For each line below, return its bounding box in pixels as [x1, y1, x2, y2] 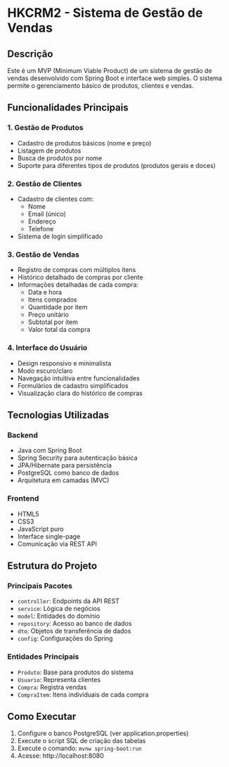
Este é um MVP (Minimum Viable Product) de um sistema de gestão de [7, 67, 212, 75]
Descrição [7, 48, 53, 60]
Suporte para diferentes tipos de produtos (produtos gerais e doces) [17, 161, 216, 169]
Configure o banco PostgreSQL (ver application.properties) [17, 729, 189, 737]
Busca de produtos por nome [17, 153, 103, 162]
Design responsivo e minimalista [17, 359, 112, 367]
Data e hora [27, 288, 62, 297]
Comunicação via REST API [17, 539, 97, 548]
